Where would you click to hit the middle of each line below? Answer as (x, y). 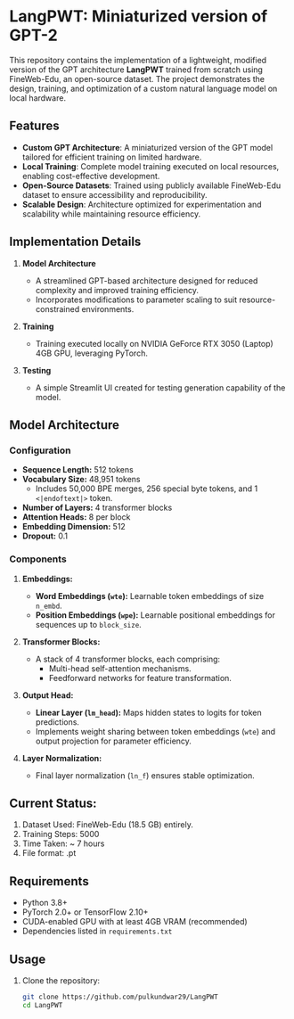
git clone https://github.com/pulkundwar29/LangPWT (120, 997)
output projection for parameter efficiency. (113, 741)
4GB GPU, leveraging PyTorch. (92, 353)
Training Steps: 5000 (61, 834)
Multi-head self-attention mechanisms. (120, 668)
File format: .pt (49, 853)
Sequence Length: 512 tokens (78, 470)
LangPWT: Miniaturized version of (139, 16)
